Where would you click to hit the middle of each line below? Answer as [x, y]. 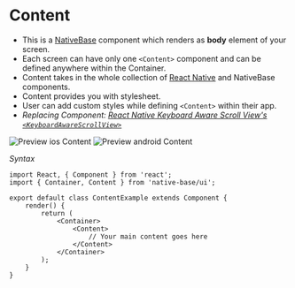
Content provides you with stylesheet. [91, 96]
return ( [57, 213]
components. [46, 87]
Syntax [22, 158]
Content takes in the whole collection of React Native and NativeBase [148, 77]
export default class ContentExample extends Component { [118, 198]
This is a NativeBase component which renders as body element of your [154, 40]
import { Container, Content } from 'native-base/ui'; [113, 182]
